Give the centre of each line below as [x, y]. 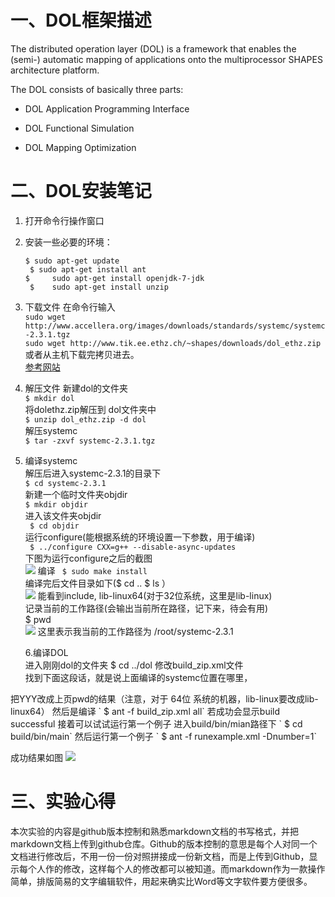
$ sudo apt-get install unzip [99, 287]
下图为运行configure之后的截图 [88, 558]
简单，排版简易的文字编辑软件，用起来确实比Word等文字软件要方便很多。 [161, 881]
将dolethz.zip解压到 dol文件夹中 [90, 409]
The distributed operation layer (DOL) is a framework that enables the [153, 48]
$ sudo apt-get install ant [88, 269]
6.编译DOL [46, 652]
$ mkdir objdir [56, 504]
